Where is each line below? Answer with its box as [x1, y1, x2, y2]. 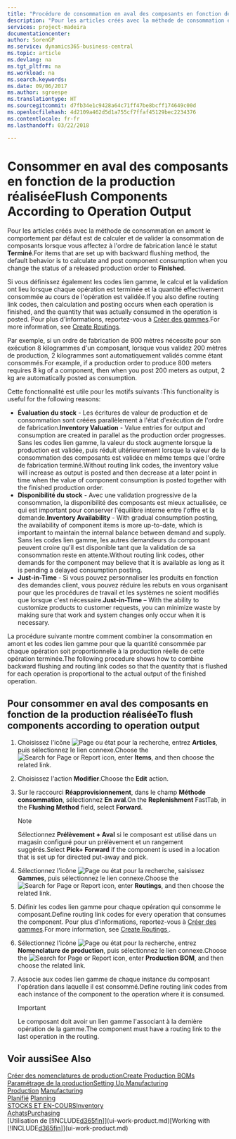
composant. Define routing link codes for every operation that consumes [17, 910, 226, 919]
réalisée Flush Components [7, 188, 168, 205]
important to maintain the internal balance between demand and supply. [17, 528, 226, 537]
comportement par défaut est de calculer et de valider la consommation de [7, 234, 225, 243]
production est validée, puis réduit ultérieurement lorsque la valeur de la [17, 446, 226, 455]
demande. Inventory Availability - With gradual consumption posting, [17, 513, 218, 522]
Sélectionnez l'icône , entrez [17, 939, 197, 947]
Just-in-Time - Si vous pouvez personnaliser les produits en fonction [17, 573, 218, 582]
